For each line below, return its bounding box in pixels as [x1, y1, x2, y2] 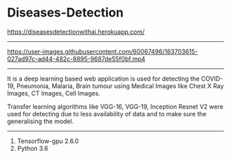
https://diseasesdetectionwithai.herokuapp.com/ [7, 28, 145, 36]
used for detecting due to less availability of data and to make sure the [7, 109, 207, 118]
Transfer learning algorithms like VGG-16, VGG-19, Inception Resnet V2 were [7, 102, 223, 111]
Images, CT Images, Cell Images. [7, 89, 101, 97]
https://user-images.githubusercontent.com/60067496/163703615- [7, 47, 198, 56]
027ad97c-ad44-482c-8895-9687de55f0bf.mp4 [7, 54, 146, 63]
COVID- [201, 74, 223, 83]
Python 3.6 [16, 144, 48, 152]
